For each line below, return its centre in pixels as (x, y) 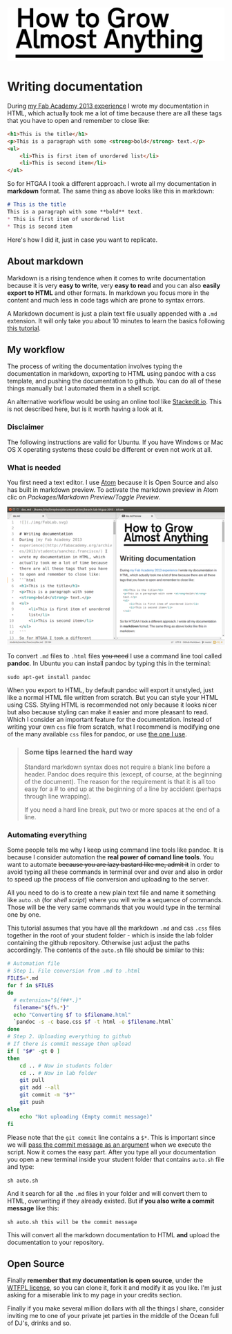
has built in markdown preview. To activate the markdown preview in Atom (113, 489)
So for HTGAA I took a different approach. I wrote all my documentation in (112, 184)
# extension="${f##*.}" (47, 1000)
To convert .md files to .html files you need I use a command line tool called (115, 656)
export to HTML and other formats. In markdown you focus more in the (108, 293)
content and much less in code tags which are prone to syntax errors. (106, 300)
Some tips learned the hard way (78, 752)
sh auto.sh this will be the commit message (72, 1222)
